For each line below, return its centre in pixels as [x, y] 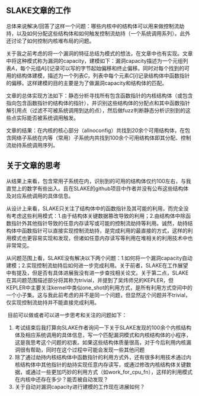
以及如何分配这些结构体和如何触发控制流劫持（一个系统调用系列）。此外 [103, 33]
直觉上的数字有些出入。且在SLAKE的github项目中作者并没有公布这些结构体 [97, 188]
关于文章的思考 [33, 165]
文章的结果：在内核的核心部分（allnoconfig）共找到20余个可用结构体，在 [96, 130]
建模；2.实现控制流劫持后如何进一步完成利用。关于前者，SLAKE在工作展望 [97, 265]
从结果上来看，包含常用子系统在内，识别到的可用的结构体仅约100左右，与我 [99, 181]
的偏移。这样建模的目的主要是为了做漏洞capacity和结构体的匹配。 [87, 83]
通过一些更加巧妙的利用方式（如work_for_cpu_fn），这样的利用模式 [111, 372]
